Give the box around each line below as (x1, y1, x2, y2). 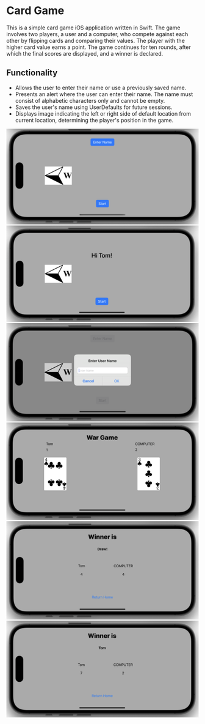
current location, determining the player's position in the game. (15, 116, 174, 124)
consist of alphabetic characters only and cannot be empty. (15, 97, 165, 104)
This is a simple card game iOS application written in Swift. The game (6, 24, 181, 31)
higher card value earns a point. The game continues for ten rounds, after (6, 43, 191, 51)
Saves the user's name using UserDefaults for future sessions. (15, 103, 173, 111)
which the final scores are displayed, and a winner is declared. (6, 50, 164, 57)
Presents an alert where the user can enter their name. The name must (15, 90, 193, 98)
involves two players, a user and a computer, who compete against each (6, 30, 189, 37)
